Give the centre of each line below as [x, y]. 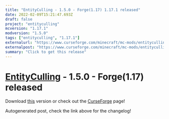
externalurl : [19, 43]
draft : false [19, 19]
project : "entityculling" [32, 24]
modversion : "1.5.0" [27, 33]
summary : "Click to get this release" [46, 52]
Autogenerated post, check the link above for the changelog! [68, 111]
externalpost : [20, 47]
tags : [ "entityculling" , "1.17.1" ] [43, 38]
